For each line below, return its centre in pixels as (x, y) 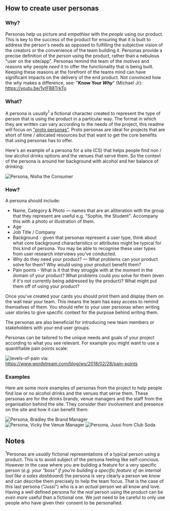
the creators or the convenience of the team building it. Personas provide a (84, 50)
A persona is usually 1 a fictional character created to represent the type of (83, 113)
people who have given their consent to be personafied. (64, 503)
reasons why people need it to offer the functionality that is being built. (79, 66)
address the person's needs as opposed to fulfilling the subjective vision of (84, 45)
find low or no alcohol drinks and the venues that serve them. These (77, 393)
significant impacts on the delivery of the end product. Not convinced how (83, 77)
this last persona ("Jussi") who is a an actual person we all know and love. (83, 487)
